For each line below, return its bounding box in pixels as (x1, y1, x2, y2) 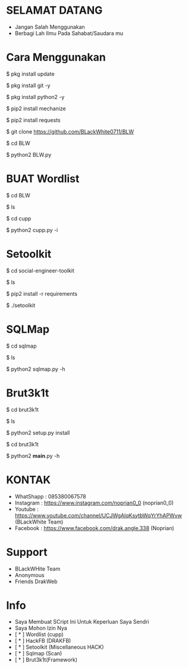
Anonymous (14, 571, 45, 578)
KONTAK (6, 473, 51, 487)
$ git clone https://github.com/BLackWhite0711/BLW (6, 128, 134, 135)
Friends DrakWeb (14, 578, 58, 585)
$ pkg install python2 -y (6, 93, 65, 100)
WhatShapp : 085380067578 (14, 493, 86, 500)
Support (6, 545, 48, 559)
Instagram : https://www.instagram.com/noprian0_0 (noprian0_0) (14, 499, 174, 506)
